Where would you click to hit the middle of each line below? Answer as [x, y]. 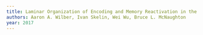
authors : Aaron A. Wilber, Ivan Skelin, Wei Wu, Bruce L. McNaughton [96, 17]
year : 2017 [20, 23]
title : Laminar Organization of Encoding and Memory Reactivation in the [102, 12]
